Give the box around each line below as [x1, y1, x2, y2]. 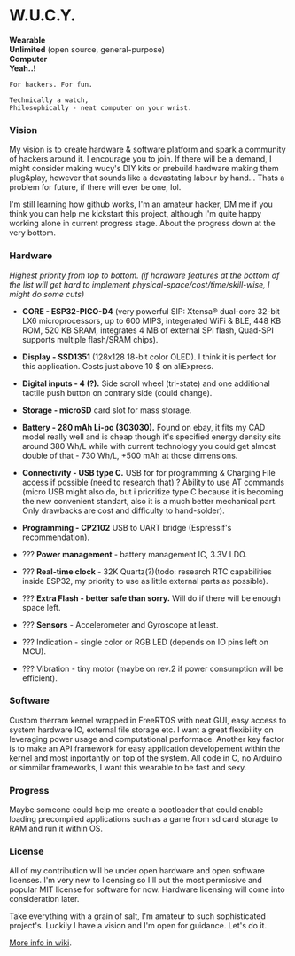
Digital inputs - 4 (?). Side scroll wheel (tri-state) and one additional [21, 378, 270, 389]
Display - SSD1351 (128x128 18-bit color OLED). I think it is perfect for [21, 352, 276, 362]
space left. [21, 602, 61, 612]
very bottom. [9, 227, 56, 238]
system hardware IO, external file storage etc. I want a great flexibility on [9, 724, 274, 735]
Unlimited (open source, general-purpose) [9, 43, 166, 54]
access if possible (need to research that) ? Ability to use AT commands [21, 477, 285, 487]
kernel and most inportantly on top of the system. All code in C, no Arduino [9, 752, 283, 763]
